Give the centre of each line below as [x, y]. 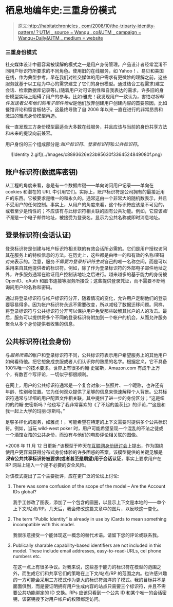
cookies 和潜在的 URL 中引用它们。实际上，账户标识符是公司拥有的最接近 [83, 192]
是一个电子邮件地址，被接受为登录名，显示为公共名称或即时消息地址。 [89, 218]
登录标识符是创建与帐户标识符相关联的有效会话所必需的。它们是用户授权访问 [86, 248]
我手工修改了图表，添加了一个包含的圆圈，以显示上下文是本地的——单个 [89, 502]
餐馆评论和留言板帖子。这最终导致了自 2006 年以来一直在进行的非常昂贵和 [84, 110]
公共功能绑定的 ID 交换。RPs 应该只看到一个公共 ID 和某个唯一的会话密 [92, 593]
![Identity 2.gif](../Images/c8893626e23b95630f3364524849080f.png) [86, 154]
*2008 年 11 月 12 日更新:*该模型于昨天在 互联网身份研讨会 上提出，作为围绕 [84, 445]
